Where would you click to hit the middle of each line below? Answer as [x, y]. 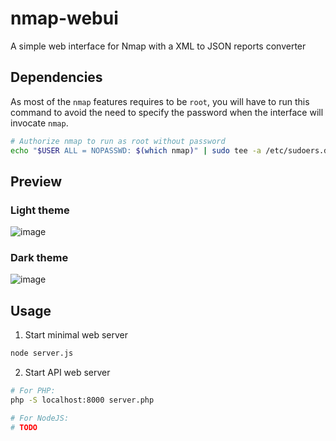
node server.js [42, 353]
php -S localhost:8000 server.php [82, 400]
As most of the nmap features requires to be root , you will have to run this [160, 101]
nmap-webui [64, 18]
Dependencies [56, 77]
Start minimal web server [76, 335]
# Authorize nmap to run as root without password [118, 141]
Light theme [40, 210]
